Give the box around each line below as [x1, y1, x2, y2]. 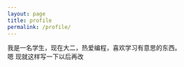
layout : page [7, 10, 46, 18]
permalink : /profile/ [7, 23, 71, 30]
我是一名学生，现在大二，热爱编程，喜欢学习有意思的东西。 [7, 44, 181, 52]
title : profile [7, 17, 52, 24]
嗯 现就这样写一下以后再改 [7, 52, 84, 61]
